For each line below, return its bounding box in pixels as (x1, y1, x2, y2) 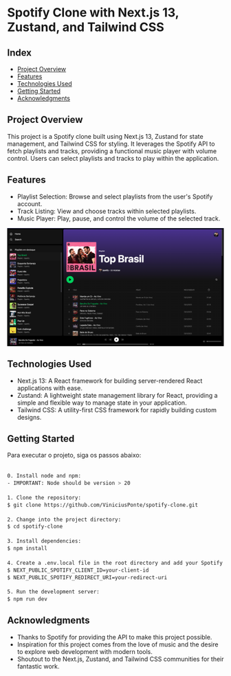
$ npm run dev (7, 596, 48, 602)
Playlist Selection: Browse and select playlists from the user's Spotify (16, 192, 213, 201)
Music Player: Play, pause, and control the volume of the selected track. (16, 214, 221, 223)
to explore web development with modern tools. (16, 647, 153, 655)
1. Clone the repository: (7, 494, 81, 501)
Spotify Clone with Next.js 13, (7, 5, 179, 21)
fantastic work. (16, 662, 60, 671)
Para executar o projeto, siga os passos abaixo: (7, 451, 142, 460)
